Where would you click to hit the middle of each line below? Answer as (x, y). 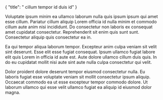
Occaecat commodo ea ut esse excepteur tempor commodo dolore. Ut (76, 82)
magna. (13, 92)
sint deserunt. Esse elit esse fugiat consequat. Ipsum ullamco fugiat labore (80, 52)
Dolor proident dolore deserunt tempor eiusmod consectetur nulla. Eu (75, 72)
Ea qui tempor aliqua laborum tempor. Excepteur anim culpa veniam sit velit (81, 47)
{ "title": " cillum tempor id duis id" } (41, 7)
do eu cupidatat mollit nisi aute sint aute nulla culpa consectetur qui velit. (79, 62)
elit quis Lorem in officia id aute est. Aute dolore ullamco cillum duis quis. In (81, 57)
